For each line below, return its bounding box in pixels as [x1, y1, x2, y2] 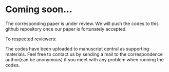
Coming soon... [5, 4, 73, 15]
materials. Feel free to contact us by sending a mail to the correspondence [5, 51, 163, 57]
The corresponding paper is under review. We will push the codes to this [5, 20, 159, 27]
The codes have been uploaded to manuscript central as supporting [5, 45, 149, 52]
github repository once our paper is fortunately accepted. [5, 26, 127, 32]
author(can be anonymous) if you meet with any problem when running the [5, 56, 164, 62]
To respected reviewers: [5, 36, 57, 42]
